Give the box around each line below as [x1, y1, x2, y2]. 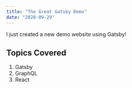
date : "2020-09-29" [6, 14, 55, 20]
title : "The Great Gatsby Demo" [6, 8, 87, 15]
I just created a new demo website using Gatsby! [6, 30, 127, 37]
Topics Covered [6, 48, 67, 58]
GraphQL [14, 70, 38, 77]
